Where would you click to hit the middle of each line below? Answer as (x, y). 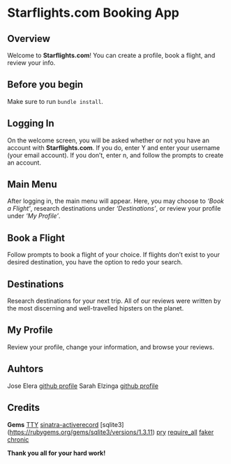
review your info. (31, 63)
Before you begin (45, 85)
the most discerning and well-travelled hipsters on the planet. (96, 308)
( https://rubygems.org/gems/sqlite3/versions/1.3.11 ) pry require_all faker (111, 432)
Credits (24, 408)
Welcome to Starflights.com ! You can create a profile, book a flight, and (111, 55)
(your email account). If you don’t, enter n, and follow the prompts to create (115, 155)
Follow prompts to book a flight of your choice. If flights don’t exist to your (114, 255)
